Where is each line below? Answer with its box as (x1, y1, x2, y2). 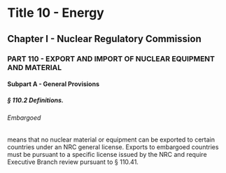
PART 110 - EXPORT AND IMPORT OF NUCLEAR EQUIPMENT (7, 54, 216, 64)
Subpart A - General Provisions (7, 80, 100, 88)
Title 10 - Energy (7, 5, 105, 21)
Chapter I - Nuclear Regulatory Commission (7, 33, 202, 45)
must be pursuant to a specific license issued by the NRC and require (7, 150, 208, 158)
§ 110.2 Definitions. (7, 96, 64, 104)
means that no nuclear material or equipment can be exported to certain (7, 135, 216, 144)
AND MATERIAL (7, 62, 62, 72)
